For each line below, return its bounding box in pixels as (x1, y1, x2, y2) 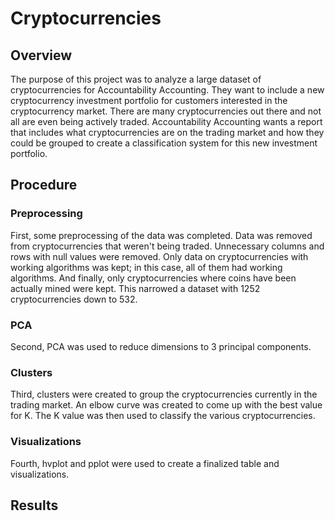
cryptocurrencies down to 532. (10, 293, 138, 305)
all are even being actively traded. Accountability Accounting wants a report (10, 116, 323, 127)
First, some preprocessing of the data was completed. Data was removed (10, 229, 313, 241)
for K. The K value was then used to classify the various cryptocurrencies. (10, 410, 316, 422)
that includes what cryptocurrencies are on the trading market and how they (10, 127, 325, 138)
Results (10, 497, 59, 514)
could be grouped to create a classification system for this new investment (10, 137, 318, 149)
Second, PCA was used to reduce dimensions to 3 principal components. (10, 340, 312, 352)
